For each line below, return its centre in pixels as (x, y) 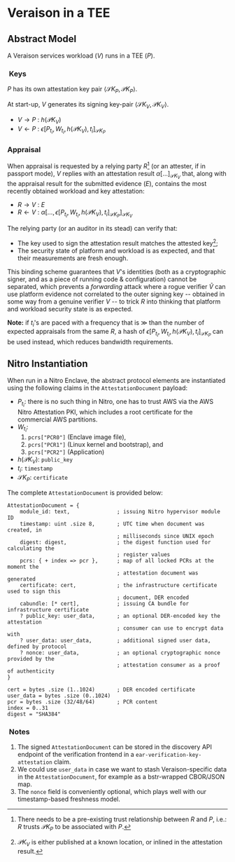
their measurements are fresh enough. (73, 258)
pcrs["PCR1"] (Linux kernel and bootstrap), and (95, 444)
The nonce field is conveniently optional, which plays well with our (112, 792)
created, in (24, 530)
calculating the (31, 548)
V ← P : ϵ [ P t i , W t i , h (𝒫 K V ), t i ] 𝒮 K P (62, 130)
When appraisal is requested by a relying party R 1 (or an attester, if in (107, 165)
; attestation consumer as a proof (168, 665)
